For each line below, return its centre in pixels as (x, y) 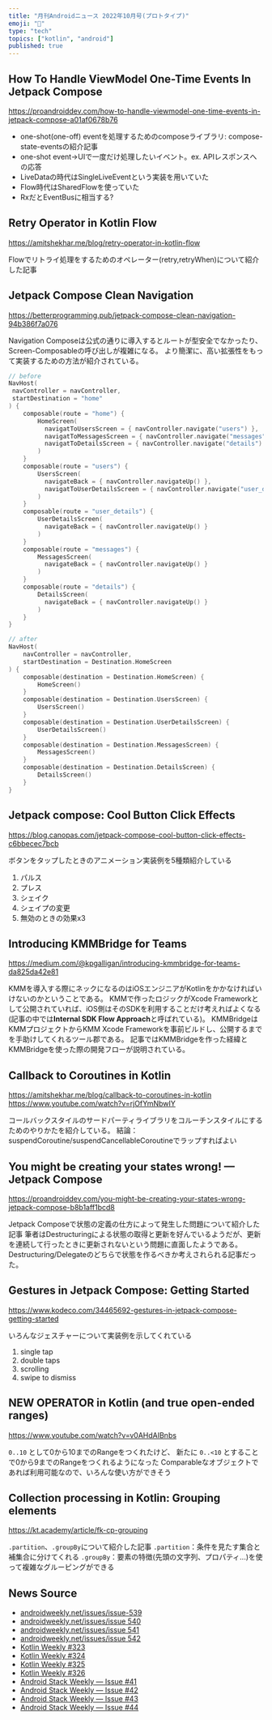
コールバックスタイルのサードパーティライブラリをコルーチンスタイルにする (136, 1120)
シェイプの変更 (45, 908)
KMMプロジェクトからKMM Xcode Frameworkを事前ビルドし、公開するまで (136, 1029)
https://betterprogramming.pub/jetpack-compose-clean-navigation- (122, 315)
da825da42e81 (34, 972)
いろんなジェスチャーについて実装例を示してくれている (100, 1335)
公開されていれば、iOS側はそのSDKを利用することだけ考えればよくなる (142, 1009)
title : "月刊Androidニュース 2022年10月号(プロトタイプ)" (99, 16)
